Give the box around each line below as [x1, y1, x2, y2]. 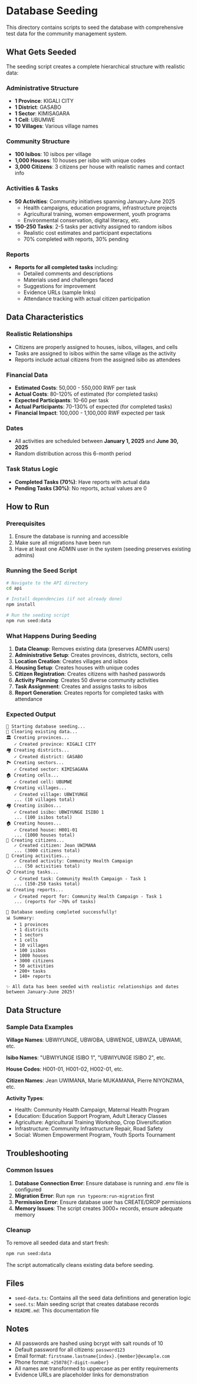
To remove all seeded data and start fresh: [6, 1239, 109, 1246]
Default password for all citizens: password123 [14, 1346, 126, 1353]
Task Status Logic [6, 465, 58, 473]
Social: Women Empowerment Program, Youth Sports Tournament [14, 1131, 176, 1139]
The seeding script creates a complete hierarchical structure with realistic [6, 63, 185, 70]
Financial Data [6, 371, 48, 379]
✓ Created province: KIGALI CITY [14, 741, 96, 748]
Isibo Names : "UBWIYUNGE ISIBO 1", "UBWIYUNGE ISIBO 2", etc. [6, 1054, 166, 1061]
